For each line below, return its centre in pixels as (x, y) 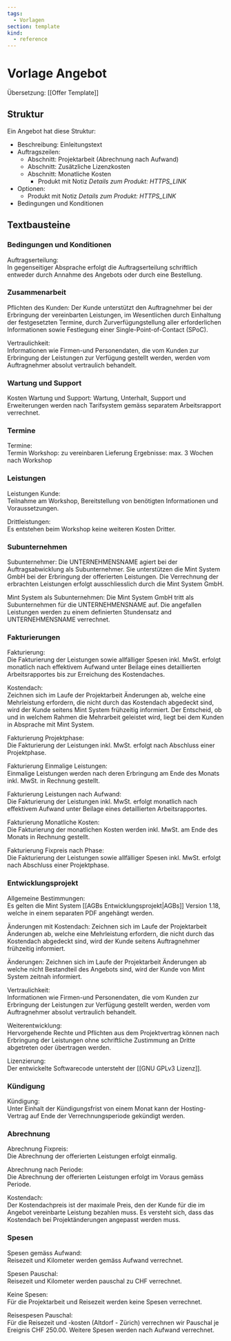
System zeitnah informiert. (45, 976)
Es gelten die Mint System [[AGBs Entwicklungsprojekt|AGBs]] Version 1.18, (114, 905)
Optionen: (31, 188)
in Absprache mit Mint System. (51, 724)
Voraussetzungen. (33, 508)
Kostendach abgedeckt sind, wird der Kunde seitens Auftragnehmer (103, 941)
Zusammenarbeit (37, 293)
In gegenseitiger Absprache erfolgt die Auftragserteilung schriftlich (102, 267)
